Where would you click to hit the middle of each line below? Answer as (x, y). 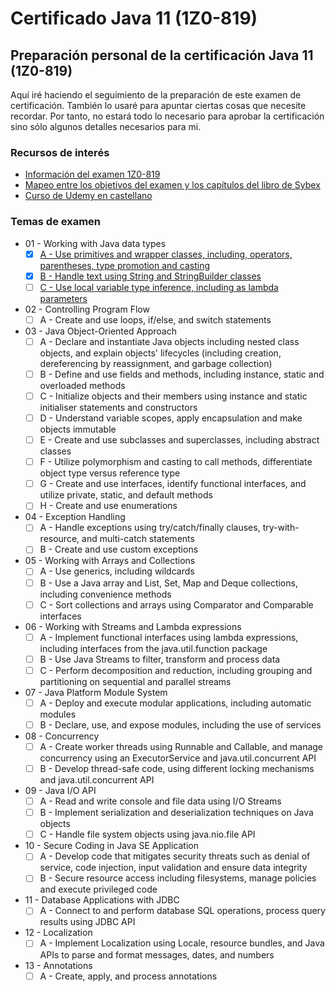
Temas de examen (56, 222)
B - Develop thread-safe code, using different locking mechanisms (177, 769)
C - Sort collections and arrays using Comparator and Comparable (176, 604)
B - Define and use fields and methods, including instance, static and (182, 374)
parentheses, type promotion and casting (125, 265)
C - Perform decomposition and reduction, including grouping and (176, 670)
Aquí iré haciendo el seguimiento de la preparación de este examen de (156, 95)
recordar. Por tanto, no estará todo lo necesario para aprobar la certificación (167, 116)
